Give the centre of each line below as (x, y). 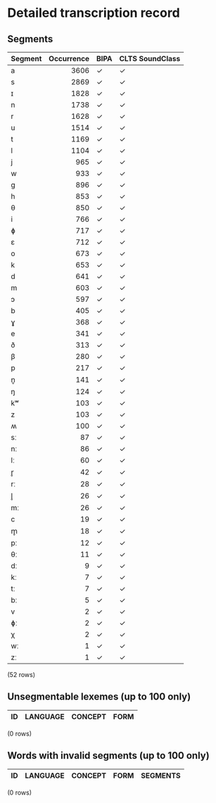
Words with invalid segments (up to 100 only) (108, 755)
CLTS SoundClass (150, 59)
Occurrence (69, 59)
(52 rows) (21, 675)
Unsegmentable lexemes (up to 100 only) (99, 697)
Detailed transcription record (94, 13)
